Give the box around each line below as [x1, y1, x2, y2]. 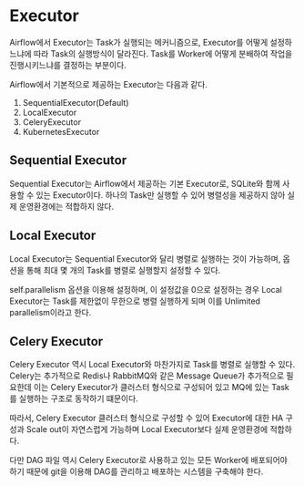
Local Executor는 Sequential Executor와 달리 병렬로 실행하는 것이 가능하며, [9, 253, 281, 264]
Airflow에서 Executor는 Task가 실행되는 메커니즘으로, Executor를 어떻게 [9, 36, 269, 47]
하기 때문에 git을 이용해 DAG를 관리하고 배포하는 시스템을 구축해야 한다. [9, 466, 264, 477]
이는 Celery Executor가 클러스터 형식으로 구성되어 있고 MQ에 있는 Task [33, 382, 289, 393]
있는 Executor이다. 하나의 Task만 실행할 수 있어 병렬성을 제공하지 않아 [35, 189, 286, 201]
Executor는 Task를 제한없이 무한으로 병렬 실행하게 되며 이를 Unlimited [9, 295, 261, 306]
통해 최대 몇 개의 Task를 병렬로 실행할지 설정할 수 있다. [25, 264, 221, 275]
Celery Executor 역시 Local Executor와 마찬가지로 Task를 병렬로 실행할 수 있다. [9, 359, 296, 370]
